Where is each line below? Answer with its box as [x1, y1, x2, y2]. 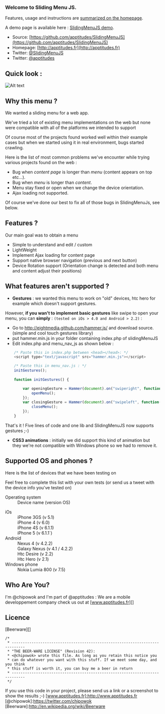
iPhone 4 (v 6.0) [17, 519, 50, 525]
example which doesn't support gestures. [12, 300, 97, 306]
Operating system [5, 494, 41, 500]
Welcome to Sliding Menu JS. [5, 4, 77, 11]
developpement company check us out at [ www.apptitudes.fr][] [5, 599, 134, 605]
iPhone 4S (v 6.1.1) [17, 524, 54, 531]
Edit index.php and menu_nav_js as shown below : [12, 340, 114, 346]
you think [5, 662, 26, 667]
